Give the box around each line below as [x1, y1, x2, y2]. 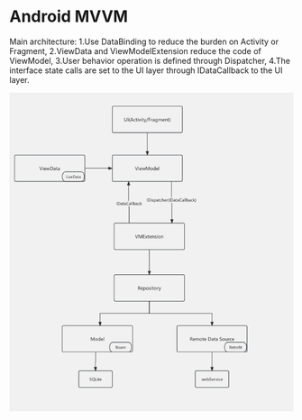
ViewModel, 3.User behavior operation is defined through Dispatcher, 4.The [9, 55, 291, 66]
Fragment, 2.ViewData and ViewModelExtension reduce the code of [9, 45, 261, 56]
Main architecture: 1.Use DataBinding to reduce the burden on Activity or [9, 36, 279, 47]
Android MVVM [9, 6, 129, 27]
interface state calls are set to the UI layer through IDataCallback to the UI [9, 65, 283, 76]
